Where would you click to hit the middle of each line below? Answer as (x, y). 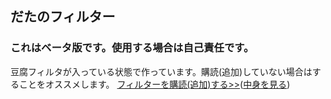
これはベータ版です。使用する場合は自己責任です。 (132, 48)
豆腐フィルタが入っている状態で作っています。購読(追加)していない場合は (161, 71)
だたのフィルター (63, 17)
